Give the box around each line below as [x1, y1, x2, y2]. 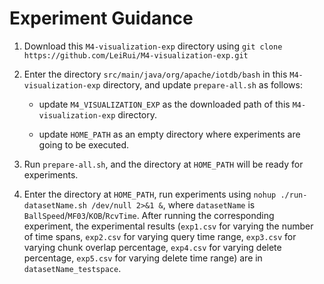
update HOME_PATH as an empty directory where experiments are [38, 128, 301, 140]
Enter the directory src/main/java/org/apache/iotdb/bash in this [23, 68, 288, 80]
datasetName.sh [23, 200, 88, 211]
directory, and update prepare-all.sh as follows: [102, 78, 303, 91]
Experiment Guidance [9, 7, 194, 30]
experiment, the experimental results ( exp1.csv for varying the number [23, 220, 314, 232]
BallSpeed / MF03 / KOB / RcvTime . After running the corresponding [23, 209, 275, 221]
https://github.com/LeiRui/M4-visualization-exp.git [23, 50, 249, 61]
